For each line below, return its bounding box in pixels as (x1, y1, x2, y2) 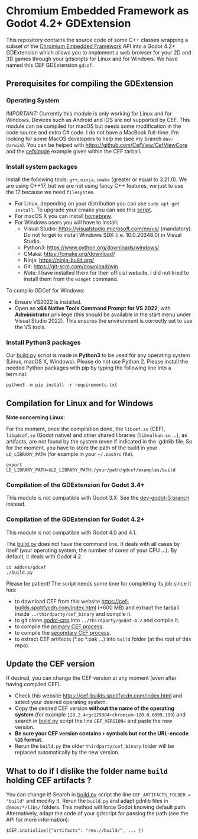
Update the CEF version (6, 659, 95, 669)
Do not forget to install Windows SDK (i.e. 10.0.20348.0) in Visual (23, 231, 182, 238)
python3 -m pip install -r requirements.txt (6, 382, 118, 388)
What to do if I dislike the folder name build (6, 766, 168, 776)
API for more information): (6, 816, 70, 824)
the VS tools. (14, 323, 46, 330)
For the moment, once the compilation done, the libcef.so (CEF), (6, 425, 165, 433)
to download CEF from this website (14, 597, 100, 605)
